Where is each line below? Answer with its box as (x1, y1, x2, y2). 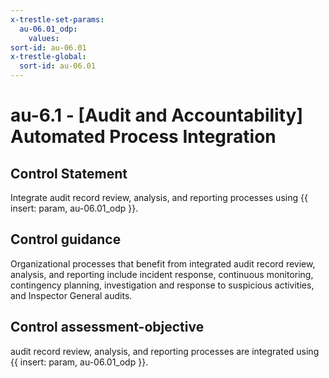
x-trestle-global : (10, 52, 87, 62)
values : (28, 33, 60, 43)
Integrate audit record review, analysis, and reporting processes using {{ (10, 192, 308, 203)
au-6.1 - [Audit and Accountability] (10, 104, 303, 127)
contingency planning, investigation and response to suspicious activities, (10, 279, 315, 291)
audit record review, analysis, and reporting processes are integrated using (10, 345, 320, 357)
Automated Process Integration (10, 126, 277, 148)
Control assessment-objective (10, 319, 205, 336)
